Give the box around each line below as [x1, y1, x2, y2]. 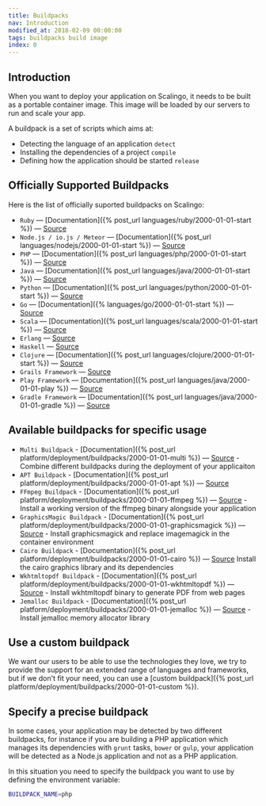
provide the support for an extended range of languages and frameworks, [8, 665, 249, 674]
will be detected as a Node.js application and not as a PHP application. [8, 751, 238, 761]
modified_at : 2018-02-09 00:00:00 [8, 26, 123, 34]
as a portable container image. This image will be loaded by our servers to [8, 100, 251, 109]
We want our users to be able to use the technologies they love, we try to [8, 657, 247, 667]
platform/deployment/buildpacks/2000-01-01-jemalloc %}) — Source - [19, 604, 251, 614]
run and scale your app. [8, 108, 85, 117]
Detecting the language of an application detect [19, 139, 177, 148]
